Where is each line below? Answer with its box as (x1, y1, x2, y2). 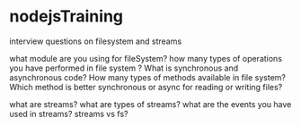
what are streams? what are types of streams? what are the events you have (9, 98, 292, 109)
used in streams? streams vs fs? (9, 108, 128, 119)
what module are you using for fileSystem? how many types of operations (9, 53, 283, 63)
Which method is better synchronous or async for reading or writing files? (9, 81, 283, 92)
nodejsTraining (9, 6, 124, 27)
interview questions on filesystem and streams (9, 36, 182, 46)
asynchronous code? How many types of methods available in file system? (9, 71, 286, 82)
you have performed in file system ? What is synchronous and (9, 63, 239, 73)
